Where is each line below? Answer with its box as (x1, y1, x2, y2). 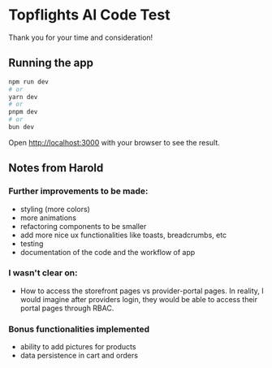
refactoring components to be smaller (19, 221, 147, 231)
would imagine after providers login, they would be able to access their (19, 294, 258, 304)
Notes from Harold (8, 161, 104, 175)
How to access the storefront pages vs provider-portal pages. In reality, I (19, 286, 264, 296)
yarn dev (8, 93, 38, 101)
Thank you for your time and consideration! (8, 32, 153, 42)
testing (19, 238, 44, 249)
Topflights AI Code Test (8, 6, 171, 24)
